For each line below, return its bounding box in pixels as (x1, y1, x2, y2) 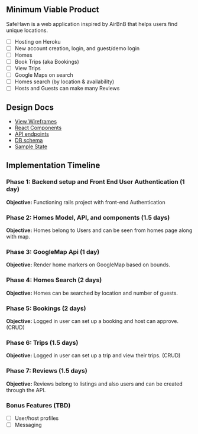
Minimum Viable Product (6, 5, 99, 15)
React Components (14, 124, 62, 132)
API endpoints (14, 130, 49, 138)
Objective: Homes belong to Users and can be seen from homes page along (6, 227, 193, 234)
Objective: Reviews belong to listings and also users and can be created (6, 380, 183, 387)
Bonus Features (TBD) (6, 401, 71, 409)
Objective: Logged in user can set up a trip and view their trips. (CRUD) (6, 352, 181, 359)
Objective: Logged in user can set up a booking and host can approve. (6, 318, 179, 324)
